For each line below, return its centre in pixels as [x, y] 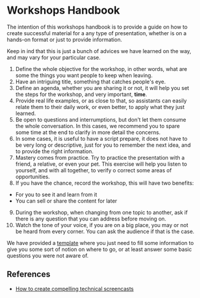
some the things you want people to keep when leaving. [84, 75]
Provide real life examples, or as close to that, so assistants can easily [101, 100]
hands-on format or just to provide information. [65, 39]
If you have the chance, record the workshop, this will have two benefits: [104, 183]
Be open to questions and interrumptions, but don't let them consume [101, 119]
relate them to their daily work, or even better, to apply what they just [100, 107]
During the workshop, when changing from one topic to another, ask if [101, 212]
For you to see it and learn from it [56, 194]
